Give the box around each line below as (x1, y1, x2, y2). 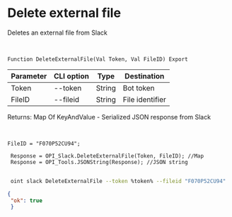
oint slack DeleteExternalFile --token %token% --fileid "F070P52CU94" (10, 177, 226, 184)
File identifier (122, 94, 166, 104)
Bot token (122, 83, 155, 93)
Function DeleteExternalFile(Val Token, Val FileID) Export (7, 55, 189, 63)
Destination (124, 71, 165, 81)
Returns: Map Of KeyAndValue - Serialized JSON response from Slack (7, 112, 211, 121)
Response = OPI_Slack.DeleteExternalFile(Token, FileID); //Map (10, 152, 204, 160)
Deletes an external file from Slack (7, 28, 108, 37)
